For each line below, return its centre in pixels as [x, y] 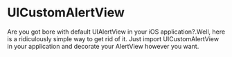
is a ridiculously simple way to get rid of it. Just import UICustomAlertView [113, 38]
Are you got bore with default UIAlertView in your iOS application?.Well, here [116, 32]
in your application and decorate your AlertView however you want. [103, 46]
